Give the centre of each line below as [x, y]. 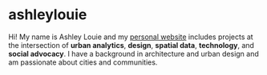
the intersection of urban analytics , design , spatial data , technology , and [131, 45]
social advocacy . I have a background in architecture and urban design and [133, 53]
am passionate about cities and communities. [83, 62]
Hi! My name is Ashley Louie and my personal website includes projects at [131, 37]
